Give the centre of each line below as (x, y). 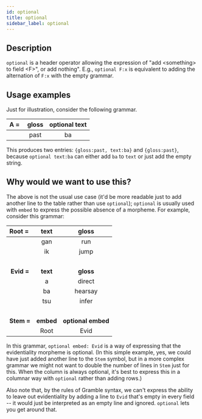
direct (86, 281)
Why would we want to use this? (69, 182)
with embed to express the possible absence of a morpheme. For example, (98, 210)
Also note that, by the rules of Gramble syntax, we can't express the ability (100, 390)
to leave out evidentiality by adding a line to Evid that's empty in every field (100, 396)
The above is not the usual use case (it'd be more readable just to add (94, 196)
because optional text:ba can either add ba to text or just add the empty (99, 156)
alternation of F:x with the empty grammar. (60, 76)
